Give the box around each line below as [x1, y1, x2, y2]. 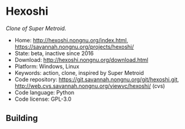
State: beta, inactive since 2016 [14, 49, 94, 57]
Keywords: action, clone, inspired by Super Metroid [14, 69, 145, 76]
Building [6, 113, 38, 123]
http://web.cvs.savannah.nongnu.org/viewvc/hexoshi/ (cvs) [14, 82, 165, 90]
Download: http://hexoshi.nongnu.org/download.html [14, 56, 148, 63]
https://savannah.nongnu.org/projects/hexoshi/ [14, 43, 134, 50]
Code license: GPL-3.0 [14, 95, 72, 103]
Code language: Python [14, 88, 75, 96]
